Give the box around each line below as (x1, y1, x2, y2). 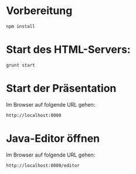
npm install (6, 23, 35, 29)
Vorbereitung (6, 4, 73, 18)
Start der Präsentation (6, 82, 117, 95)
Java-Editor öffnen (6, 132, 100, 145)
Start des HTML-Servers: (6, 43, 131, 56)
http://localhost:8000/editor (6, 162, 80, 168)
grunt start (6, 62, 35, 68)
